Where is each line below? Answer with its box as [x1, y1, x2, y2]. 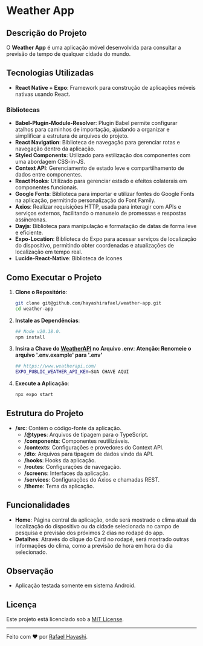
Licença [6, 599, 37, 610]
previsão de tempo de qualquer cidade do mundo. [6, 50, 131, 58]
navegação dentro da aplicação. [14, 145, 95, 152]
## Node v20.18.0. [14, 328, 62, 334]
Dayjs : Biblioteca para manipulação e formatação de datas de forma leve [14, 223, 197, 230]
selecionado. [14, 548, 47, 556]
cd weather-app [14, 306, 54, 312]
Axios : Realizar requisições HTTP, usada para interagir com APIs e [14, 203, 181, 210]
